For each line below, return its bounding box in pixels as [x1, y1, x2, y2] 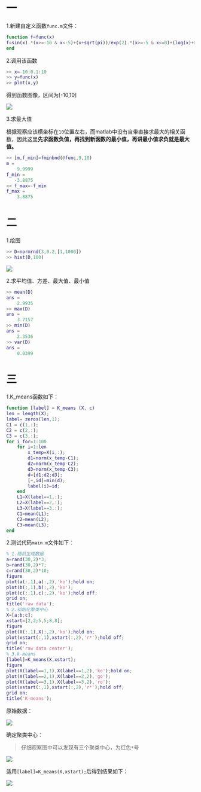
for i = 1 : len [17, 444, 47, 450]
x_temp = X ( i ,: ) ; [28, 450, 66, 456]
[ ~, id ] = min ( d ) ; [28, 477, 66, 483]
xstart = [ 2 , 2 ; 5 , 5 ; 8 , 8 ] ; [6, 617, 63, 624]
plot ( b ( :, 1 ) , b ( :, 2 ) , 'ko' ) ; [6, 584, 74, 590]
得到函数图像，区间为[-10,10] [6, 92, 77, 99]
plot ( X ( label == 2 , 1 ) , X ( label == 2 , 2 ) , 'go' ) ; [6, 673, 111, 680]
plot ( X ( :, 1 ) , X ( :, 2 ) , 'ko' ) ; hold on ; [6, 629, 95, 635]
